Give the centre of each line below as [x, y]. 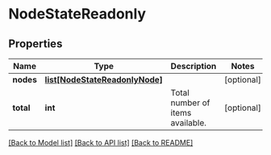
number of [190, 103]
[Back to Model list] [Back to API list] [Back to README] [101, 143]
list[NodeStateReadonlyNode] [104, 80]
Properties [35, 44]
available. [189, 123]
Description [194, 66]
